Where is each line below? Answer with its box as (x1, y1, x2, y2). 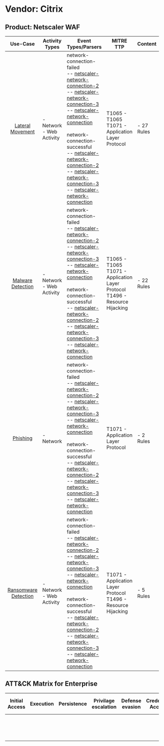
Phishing (12, 435, 33, 442)
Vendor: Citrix (5, 3, 63, 15)
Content (137, 41, 157, 47)
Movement (10, 128, 35, 135)
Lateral (14, 122, 31, 129)
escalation (92, 703, 117, 710)
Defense (121, 697, 142, 704)
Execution (30, 700, 54, 707)
